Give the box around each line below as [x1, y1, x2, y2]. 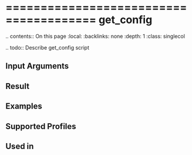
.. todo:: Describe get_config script [5, 44, 89, 51]
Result [5, 81, 30, 91]
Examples [5, 101, 42, 111]
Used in [5, 141, 34, 151]
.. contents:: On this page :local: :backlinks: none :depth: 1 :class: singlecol [5, 32, 186, 39]
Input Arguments [5, 61, 69, 71]
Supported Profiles [5, 121, 77, 131]
